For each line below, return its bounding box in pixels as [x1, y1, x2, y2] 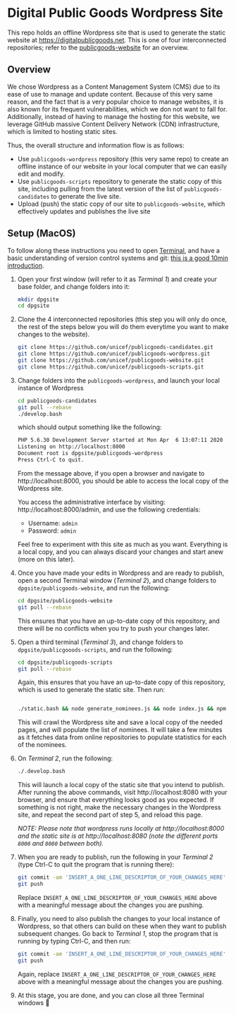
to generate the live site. [51, 192, 121, 200]
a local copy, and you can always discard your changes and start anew [17, 548, 224, 556]
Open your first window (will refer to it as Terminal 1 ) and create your [17, 275, 217, 283]
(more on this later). [17, 555, 75, 563]
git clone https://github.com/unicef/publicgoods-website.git [17, 357, 204, 364]
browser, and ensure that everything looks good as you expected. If [17, 796, 215, 804]
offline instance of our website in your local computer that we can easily [17, 162, 228, 171]
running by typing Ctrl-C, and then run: [17, 936, 131, 945]
